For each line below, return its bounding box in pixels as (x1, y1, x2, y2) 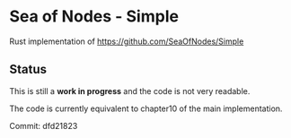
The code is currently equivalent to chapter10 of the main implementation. (9, 103, 283, 114)
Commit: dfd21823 (9, 120, 78, 131)
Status (9, 62, 48, 77)
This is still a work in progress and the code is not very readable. (9, 85, 251, 96)
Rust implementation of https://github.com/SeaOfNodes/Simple (9, 36, 244, 47)
